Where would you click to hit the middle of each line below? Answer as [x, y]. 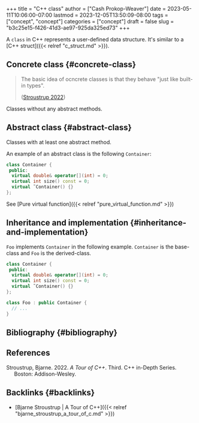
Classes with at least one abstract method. [59, 142]
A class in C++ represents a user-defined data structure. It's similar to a [95, 39]
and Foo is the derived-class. [56, 253]
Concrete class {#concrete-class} [71, 64]
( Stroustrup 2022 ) [43, 97]
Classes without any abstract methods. [55, 109]
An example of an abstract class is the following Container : [79, 154]
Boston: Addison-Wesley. [45, 374]
